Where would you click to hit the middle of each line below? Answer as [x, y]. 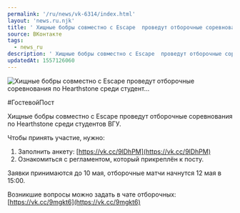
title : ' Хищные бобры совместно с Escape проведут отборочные [105, 27]
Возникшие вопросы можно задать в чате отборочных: [92, 194]
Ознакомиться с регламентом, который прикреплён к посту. [111, 159]
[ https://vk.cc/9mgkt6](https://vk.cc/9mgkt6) [74, 202]
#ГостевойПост [31, 102]
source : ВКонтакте [35, 34]
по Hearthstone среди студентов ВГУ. [64, 124]
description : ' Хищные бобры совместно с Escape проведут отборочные [115, 54]
